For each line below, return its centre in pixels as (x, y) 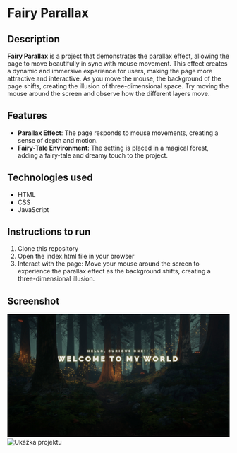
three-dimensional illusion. (56, 279)
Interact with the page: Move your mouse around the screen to (108, 264)
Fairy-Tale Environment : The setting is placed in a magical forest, (113, 148)
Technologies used (50, 178)
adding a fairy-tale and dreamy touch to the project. (92, 155)
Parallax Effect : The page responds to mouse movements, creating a (118, 133)
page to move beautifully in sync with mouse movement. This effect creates (117, 64)
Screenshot (34, 301)
